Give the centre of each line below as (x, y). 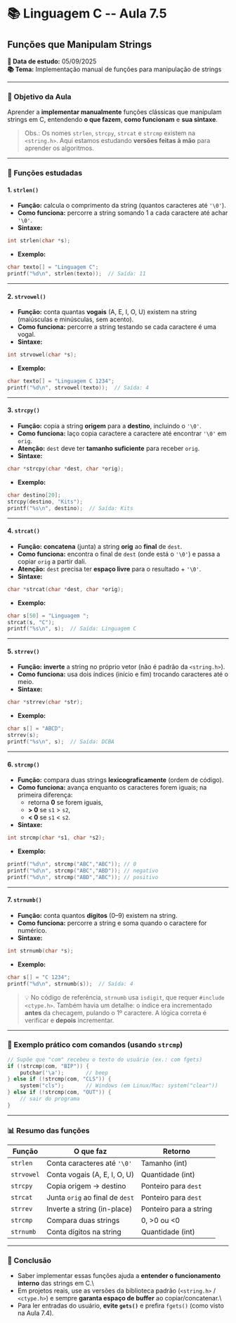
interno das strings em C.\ (56, 1284)
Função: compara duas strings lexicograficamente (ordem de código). (120, 780)
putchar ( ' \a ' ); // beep (64, 1073)
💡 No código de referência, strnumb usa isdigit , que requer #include (124, 997)
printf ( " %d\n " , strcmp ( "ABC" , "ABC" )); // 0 (72, 864)
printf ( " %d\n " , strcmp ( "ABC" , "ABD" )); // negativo (83, 871)
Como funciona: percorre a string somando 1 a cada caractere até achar (123, 213)
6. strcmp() (24, 764)
